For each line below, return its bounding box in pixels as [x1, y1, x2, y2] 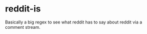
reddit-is [5, 3, 41, 14]
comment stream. [5, 24, 41, 30]
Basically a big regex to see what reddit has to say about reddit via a [5, 19, 143, 25]
